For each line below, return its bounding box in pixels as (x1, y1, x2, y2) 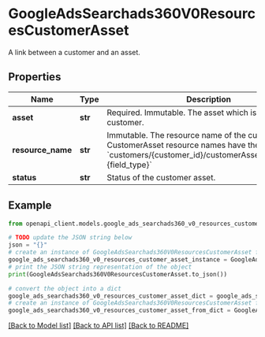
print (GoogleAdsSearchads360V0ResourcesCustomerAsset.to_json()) (8, 270, 227, 278)
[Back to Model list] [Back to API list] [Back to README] (8, 320, 189, 331)
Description (186, 94, 231, 105)
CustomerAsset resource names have (106, 139, 246, 150)
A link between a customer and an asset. (8, 47, 140, 57)
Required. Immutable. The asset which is (106, 107, 257, 118)
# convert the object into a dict (8, 284, 122, 292)
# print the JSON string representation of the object (8, 263, 192, 271)
